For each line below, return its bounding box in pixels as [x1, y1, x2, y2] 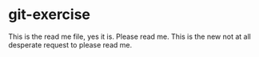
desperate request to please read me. [8, 40, 133, 49]
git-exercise [8, 6, 90, 24]
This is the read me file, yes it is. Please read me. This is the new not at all [8, 32, 252, 41]
